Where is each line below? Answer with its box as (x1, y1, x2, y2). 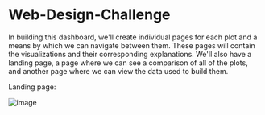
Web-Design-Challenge (8, 6, 171, 24)
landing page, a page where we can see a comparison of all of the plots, (8, 58, 248, 68)
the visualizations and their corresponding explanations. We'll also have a (8, 49, 252, 59)
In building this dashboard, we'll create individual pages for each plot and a (8, 32, 258, 42)
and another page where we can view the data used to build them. (8, 66, 229, 76)
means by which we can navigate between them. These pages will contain (8, 40, 255, 50)
